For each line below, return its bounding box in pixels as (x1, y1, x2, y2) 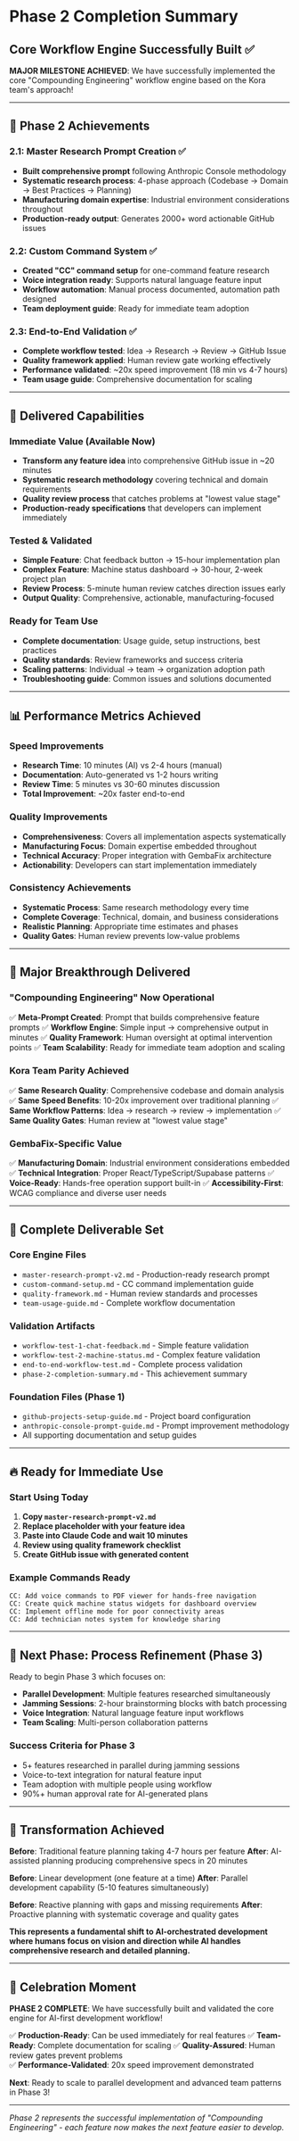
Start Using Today (9, 1490, 89, 1503)
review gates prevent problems (9, 2050, 123, 2061)
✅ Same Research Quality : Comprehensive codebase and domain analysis (9, 1084, 285, 1095)
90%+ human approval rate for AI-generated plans (21, 1788, 209, 1799)
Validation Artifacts (9, 1319, 95, 1332)
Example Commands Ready (9, 1572, 131, 1584)
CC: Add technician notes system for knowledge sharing (9, 1615, 221, 1624)
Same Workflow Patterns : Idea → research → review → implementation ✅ (9, 1105, 282, 1116)
